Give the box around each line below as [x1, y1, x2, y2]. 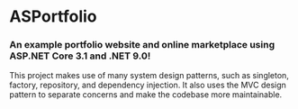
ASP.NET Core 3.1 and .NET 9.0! [9, 50, 151, 62]
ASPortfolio [9, 6, 97, 27]
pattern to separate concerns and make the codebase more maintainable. [9, 89, 283, 100]
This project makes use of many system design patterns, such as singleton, [9, 70, 290, 81]
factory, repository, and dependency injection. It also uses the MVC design [9, 79, 286, 91]
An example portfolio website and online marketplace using [9, 39, 275, 51]
